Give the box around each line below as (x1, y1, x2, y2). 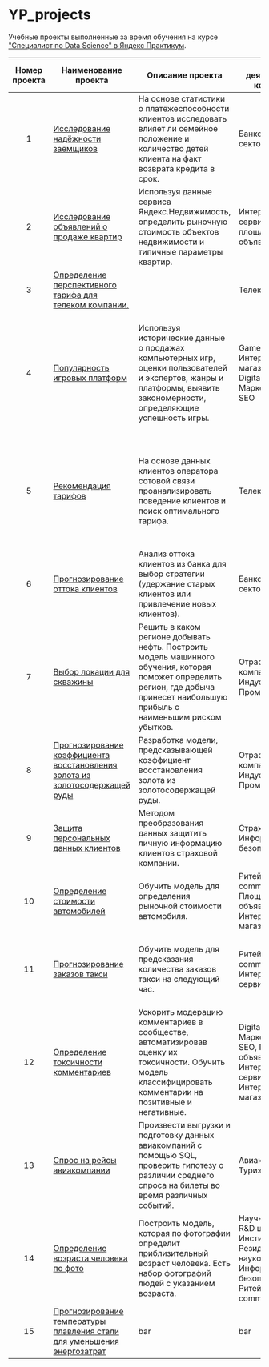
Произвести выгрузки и (138, 1119, 231, 1130)
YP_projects (8, 6, 91, 24)
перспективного (53, 279, 118, 290)
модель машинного (138, 651, 215, 662)
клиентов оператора (138, 465, 219, 476)
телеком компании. (53, 299, 130, 310)
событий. (138, 1199, 175, 1210)
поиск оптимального (138, 505, 220, 516)
